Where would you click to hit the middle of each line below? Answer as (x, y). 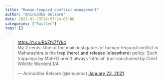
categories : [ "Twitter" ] (31, 24)
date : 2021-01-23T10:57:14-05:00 (40, 19)
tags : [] (14, 28)
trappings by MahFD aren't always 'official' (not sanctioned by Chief (87, 59)
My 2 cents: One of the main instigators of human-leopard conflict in (88, 48)
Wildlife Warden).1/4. (38, 64)
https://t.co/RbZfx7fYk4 (42, 42)
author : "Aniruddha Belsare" (35, 14)
